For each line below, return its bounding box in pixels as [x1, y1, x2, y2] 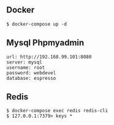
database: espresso [6, 75, 56, 81]
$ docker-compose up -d [6, 21, 67, 27]
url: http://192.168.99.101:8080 [6, 54, 92, 60]
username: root [6, 64, 45, 71]
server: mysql [6, 59, 43, 65]
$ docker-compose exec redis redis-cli [6, 108, 108, 114]
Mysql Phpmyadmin [6, 38, 85, 48]
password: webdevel [6, 70, 56, 76]
